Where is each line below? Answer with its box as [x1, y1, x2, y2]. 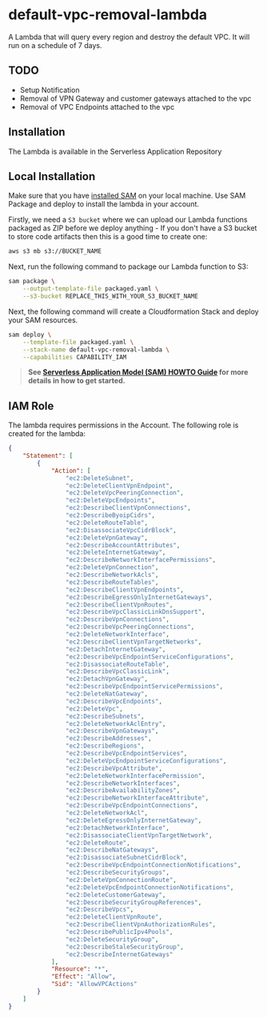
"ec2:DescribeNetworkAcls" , [65, 571, 159, 579]
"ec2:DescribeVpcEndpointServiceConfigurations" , [65, 652, 234, 661]
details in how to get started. [27, 376, 126, 386]
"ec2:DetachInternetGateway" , [65, 645, 166, 653]
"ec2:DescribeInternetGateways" [65, 950, 173, 958]
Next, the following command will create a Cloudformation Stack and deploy [8, 307, 259, 316]
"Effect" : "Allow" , [50, 972, 116, 981]
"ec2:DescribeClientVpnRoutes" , [65, 600, 173, 609]
